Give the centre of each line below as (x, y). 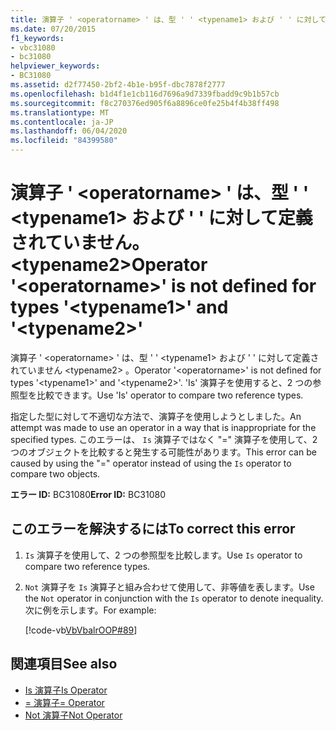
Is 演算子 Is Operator (66, 690)
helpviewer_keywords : (55, 66)
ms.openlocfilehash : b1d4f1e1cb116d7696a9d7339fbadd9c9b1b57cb (145, 94)
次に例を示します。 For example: (90, 610)
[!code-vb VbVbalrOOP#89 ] (81, 630)
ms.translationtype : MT (60, 112)
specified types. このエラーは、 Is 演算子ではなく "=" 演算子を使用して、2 (164, 439)
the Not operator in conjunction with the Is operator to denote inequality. (174, 598)
